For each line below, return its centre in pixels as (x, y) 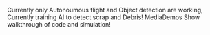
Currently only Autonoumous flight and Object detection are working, (105, 10)
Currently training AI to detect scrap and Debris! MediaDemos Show (104, 17)
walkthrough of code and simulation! (59, 24)
